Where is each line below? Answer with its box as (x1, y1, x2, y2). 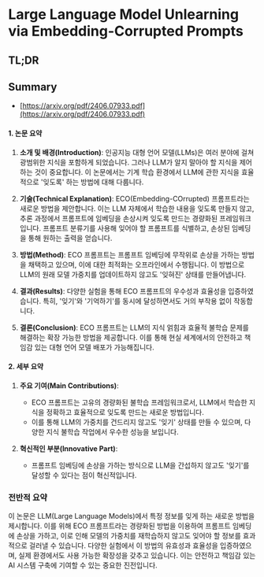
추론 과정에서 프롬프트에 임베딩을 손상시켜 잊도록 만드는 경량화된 (19, 213, 218, 223)
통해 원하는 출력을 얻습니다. (28, 233, 113, 242)
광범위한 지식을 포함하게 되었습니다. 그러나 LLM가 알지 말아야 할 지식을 (19, 157, 238, 167)
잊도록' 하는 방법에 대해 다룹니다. (43, 177, 144, 187)
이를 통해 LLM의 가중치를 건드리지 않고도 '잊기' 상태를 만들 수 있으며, (31, 417, 243, 427)
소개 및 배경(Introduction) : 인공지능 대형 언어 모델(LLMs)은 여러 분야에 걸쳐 (19, 147, 255, 157)
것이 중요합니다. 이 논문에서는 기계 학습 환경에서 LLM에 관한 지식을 (34, 167, 240, 176)
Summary (8, 80, 58, 94)
